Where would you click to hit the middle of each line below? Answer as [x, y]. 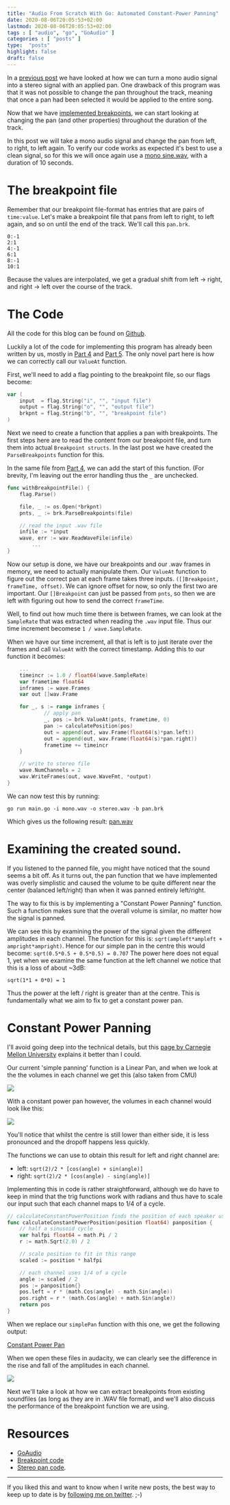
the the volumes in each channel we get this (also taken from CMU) [102, 1075]
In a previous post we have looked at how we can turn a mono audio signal [112, 78]
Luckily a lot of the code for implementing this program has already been [110, 347]
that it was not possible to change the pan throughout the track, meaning [110, 92]
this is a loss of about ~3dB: [47, 968]
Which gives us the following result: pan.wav [70, 821]
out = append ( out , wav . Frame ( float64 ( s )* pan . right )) [120, 738]
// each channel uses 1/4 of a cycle [73, 1273]
